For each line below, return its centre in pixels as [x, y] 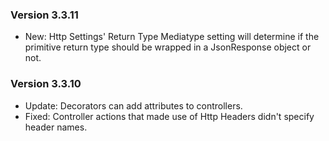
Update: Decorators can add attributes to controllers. [133, 105]
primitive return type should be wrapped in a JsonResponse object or [168, 47]
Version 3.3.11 [44, 15]
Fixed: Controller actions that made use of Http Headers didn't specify [169, 116]
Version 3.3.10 [46, 84]
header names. [56, 127]
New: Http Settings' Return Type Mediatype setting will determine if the [172, 37]
